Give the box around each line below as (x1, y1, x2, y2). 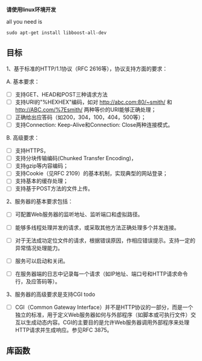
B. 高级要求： (6, 134, 40, 141)
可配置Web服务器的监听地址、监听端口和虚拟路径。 (15, 211, 143, 218)
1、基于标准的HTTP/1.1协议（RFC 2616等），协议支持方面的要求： (6, 65, 168, 72)
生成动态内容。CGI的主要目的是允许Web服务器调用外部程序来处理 (25, 319, 190, 326)
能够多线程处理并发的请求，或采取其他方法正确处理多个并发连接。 (15, 224, 180, 231)
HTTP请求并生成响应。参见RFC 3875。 (15, 326, 113, 333)
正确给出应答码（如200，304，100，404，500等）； (15, 113, 146, 121)
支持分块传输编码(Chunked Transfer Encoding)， (15, 155, 137, 162)
